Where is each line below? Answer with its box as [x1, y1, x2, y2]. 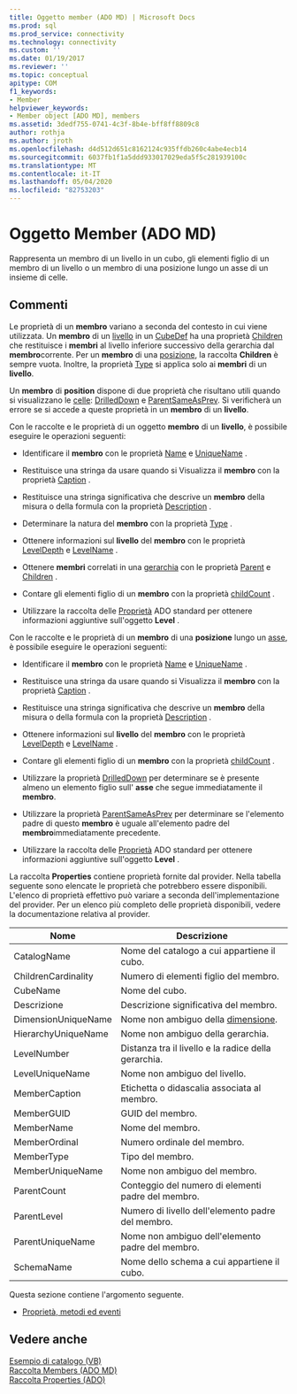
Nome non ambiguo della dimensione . [120, 1013, 278, 1025]
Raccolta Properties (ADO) [9, 1374, 106, 1385]
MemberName [13, 1121, 73, 1134]
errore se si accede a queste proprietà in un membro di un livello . [9, 404, 249, 414]
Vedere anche [9, 1332, 88, 1347]
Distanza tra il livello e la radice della [120, 1042, 271, 1054]
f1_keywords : [9, 87, 57, 96]
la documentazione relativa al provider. [9, 908, 150, 919]
